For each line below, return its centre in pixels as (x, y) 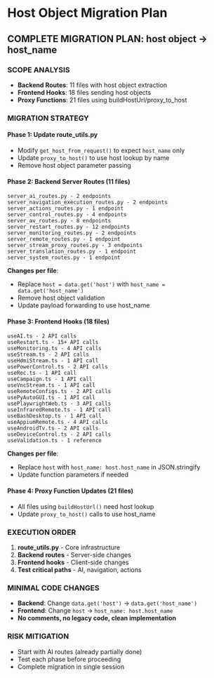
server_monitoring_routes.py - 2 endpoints (72, 233)
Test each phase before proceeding (69, 659)
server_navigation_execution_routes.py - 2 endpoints (88, 202)
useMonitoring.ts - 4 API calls (54, 349)
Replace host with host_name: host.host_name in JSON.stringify (109, 467)
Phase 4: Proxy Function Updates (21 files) (71, 491)
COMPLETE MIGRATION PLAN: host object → (108, 39)
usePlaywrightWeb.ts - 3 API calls (59, 404)
